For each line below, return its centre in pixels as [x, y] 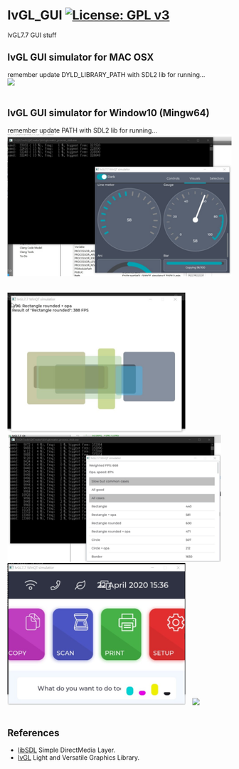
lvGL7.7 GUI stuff [32, 35]
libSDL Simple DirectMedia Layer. [67, 750]
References [33, 733]
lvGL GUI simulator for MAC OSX [81, 57]
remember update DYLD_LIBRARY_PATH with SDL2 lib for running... [106, 74]
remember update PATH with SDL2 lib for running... [83, 130]
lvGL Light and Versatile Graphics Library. [79, 757]
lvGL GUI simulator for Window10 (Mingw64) [108, 113]
